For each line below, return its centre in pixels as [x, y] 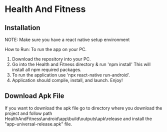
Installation [22, 28]
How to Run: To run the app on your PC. [46, 49]
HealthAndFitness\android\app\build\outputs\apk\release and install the [78, 118]
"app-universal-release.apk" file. [38, 124]
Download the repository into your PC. [51, 59]
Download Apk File [34, 96]
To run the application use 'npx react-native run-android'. [71, 75]
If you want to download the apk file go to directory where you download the [83, 108]
